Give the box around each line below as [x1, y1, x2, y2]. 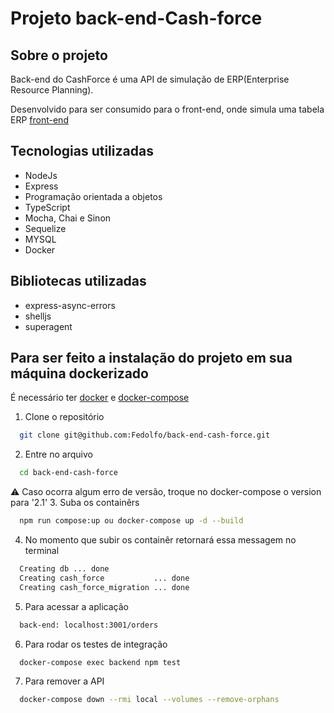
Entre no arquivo [24, 448, 93, 461]
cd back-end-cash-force [19, 468, 118, 478]
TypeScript [24, 201, 71, 213]
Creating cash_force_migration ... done [19, 582, 190, 592]
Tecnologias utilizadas [10, 143, 154, 160]
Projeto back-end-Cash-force [10, 7, 263, 30]
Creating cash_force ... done [19, 573, 190, 583]
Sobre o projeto [10, 47, 108, 64]
